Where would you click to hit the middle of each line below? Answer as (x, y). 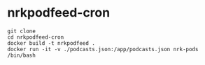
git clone (22, 31)
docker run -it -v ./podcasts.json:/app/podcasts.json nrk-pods (103, 49)
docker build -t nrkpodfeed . (51, 43)
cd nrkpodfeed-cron (36, 37)
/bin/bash (22, 55)
